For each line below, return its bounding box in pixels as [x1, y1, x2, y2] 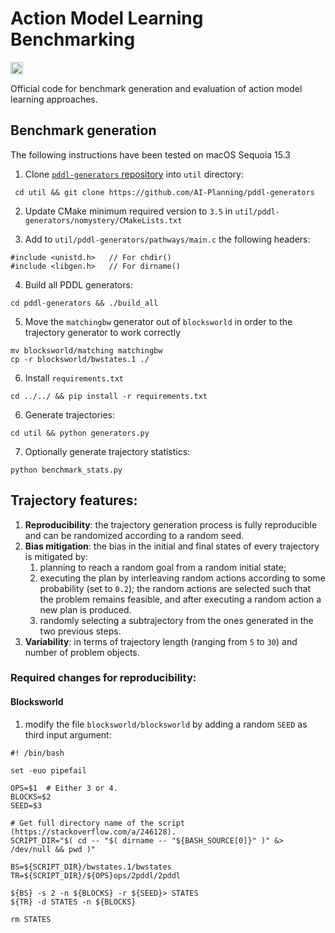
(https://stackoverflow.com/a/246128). [10, 827, 177, 837]
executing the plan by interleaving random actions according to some [39, 572, 326, 584]
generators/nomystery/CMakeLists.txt [24, 215, 183, 226]
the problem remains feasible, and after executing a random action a [39, 593, 322, 605]
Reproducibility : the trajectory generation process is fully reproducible [24, 518, 318, 531]
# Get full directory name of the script [10, 818, 186, 828]
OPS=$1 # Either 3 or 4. [10, 783, 118, 793]
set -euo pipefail [10, 765, 87, 776]
